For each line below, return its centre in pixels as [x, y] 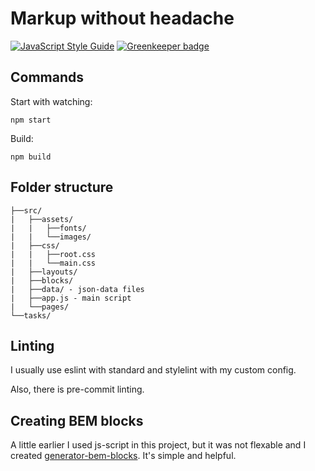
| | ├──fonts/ [48, 228]
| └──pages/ [40, 307]
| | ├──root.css [53, 254]
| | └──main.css [53, 263]
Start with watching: [51, 101]
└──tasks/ [31, 315]
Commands [47, 77]
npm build [31, 157]
